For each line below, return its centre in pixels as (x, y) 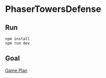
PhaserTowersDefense (53, 9)
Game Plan (16, 70)
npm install (17, 39)
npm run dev (17, 43)
